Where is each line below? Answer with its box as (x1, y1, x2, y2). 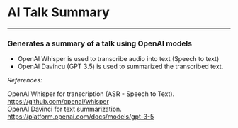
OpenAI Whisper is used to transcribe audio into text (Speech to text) (17, 55, 220, 63)
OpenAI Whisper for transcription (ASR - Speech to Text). (7, 90, 175, 98)
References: (7, 76, 42, 85)
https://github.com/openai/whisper (7, 97, 110, 106)
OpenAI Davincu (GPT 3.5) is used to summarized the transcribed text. (17, 62, 224, 71)
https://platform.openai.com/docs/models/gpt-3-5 (7, 112, 154, 121)
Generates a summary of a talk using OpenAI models (7, 38, 193, 48)
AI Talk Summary (7, 4, 110, 21)
